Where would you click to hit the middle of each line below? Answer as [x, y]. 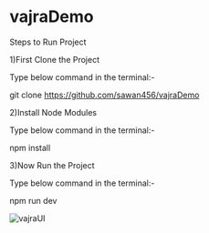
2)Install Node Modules [53, 112]
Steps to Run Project [48, 42]
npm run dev [33, 200]
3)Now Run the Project [52, 165]
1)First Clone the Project [55, 59]
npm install [30, 147]
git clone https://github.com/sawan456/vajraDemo [104, 95]
